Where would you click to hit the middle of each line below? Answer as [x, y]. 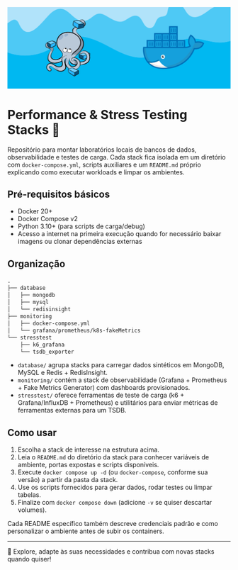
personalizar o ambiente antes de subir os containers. [86, 531]
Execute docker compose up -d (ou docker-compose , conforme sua [113, 472]
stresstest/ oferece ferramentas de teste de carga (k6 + [101, 395]
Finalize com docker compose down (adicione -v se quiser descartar [115, 502]
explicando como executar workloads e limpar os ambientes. [96, 172]
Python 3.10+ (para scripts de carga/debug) [81, 226]
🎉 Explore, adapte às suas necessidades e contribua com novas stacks [111, 551]
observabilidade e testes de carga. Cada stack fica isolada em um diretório [117, 157]
